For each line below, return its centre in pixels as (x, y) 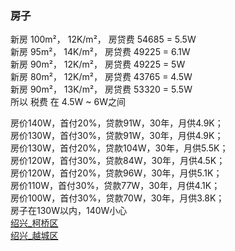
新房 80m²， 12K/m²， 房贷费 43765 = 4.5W (101, 77)
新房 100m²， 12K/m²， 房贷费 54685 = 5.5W (103, 39)
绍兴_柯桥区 (34, 223)
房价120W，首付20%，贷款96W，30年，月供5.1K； (116, 173)
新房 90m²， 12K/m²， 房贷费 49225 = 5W (98, 64)
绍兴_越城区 (34, 236)
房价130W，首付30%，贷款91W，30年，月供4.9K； (117, 136)
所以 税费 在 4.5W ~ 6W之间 (68, 102)
